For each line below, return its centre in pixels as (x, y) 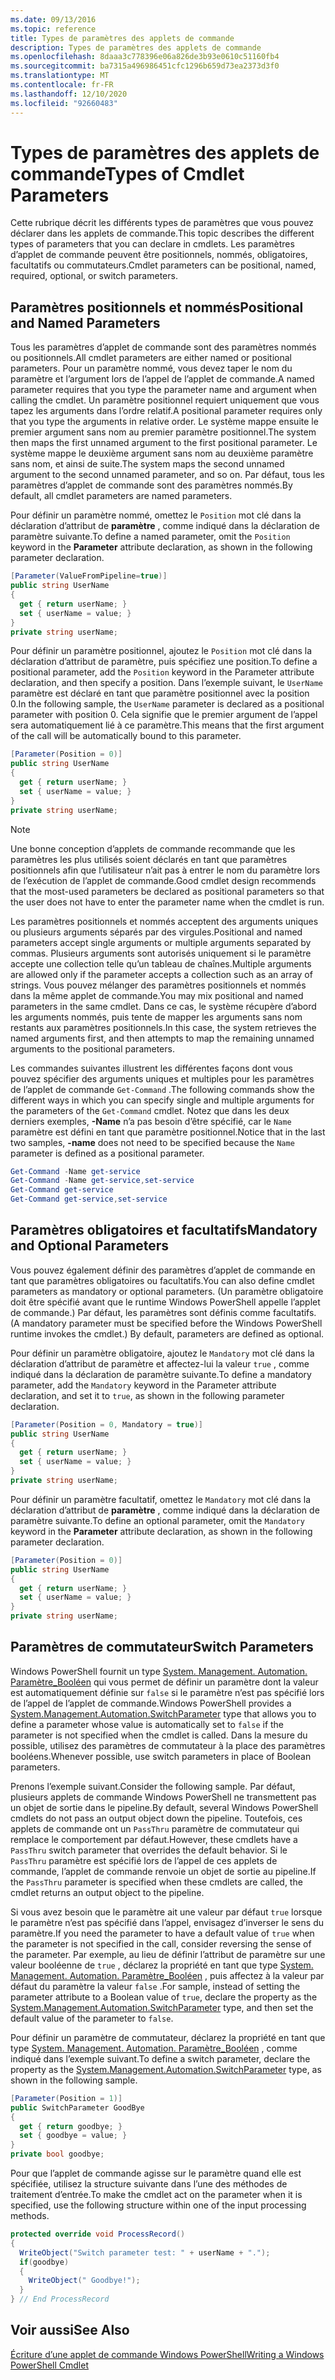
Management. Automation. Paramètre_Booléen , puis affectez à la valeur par (167, 1975)
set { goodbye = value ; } (73, 2136)
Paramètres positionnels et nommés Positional (157, 307)
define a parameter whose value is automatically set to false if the (147, 1724)
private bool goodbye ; (57, 2154)
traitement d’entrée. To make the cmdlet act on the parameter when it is (156, 2194)
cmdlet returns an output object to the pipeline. (107, 1892)
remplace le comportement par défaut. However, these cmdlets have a (154, 1839)
